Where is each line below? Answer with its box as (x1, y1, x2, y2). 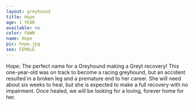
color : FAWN (6, 30, 35, 36)
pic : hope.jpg (6, 41, 41, 47)
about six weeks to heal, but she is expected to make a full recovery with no (6, 81, 188, 88)
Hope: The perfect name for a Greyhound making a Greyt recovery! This (6, 62, 179, 69)
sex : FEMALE (6, 47, 35, 52)
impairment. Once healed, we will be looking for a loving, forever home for (6, 87, 184, 94)
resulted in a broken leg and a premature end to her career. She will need (6, 75, 182, 82)
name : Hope (6, 36, 33, 41)
